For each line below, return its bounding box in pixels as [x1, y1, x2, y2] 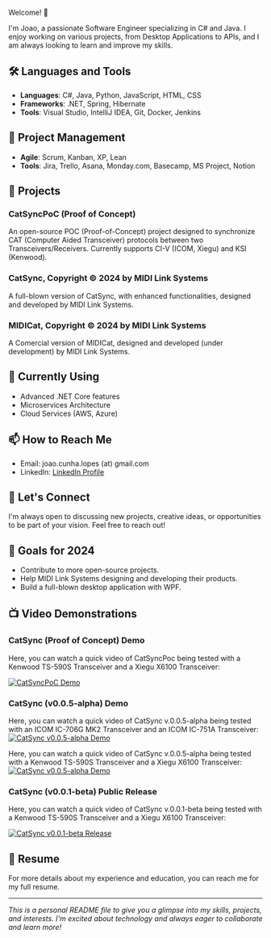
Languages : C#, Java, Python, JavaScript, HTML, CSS [19, 90, 202, 100]
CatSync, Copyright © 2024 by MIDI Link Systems [8, 273, 208, 284]
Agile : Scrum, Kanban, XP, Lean [19, 152, 127, 161]
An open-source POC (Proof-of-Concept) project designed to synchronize [8, 227, 256, 237]
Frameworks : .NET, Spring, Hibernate [19, 98, 146, 108]
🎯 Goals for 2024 [8, 543, 95, 557]
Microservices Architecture [19, 400, 111, 409]
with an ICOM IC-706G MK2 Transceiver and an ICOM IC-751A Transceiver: [8, 725, 259, 735]
